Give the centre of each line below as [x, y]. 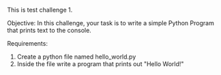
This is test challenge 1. [40, 10]
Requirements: [27, 43]
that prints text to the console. [49, 30]
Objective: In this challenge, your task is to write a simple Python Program [111, 23]
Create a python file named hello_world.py [76, 57]
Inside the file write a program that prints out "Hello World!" [100, 64]
